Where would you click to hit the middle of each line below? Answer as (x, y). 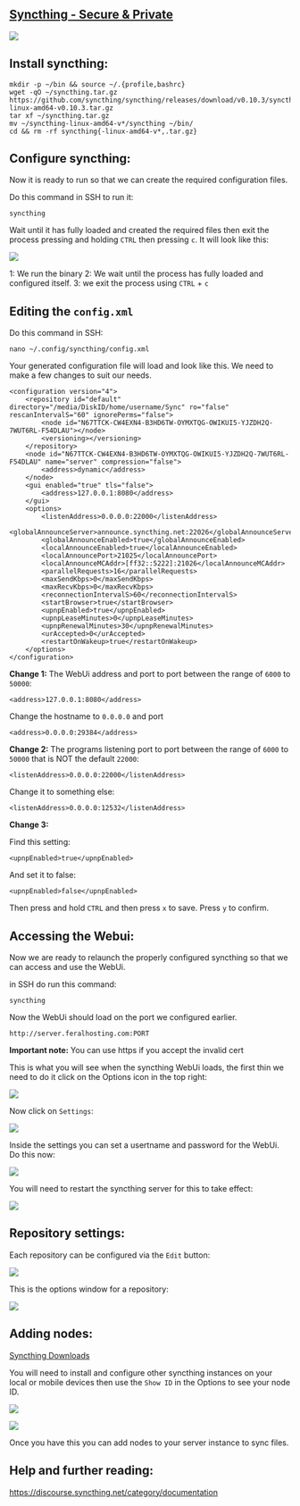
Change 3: (29, 824)
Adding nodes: (51, 1334)
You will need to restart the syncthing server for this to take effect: (131, 1189)
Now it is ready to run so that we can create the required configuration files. (149, 180)
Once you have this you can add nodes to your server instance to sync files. (149, 1443)
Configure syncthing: (70, 159)
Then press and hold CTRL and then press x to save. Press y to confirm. (139, 908)
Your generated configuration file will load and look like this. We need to (142, 366)
